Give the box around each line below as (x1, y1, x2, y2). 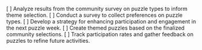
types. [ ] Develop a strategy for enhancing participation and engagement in (6, 18, 196, 25)
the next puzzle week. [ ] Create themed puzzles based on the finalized (6, 24, 185, 31)
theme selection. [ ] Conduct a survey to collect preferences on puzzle (6, 11, 183, 19)
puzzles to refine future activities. (6, 37, 90, 44)
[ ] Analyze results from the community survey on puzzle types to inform (6, 5, 188, 12)
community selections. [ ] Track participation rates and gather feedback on (6, 31, 194, 38)
